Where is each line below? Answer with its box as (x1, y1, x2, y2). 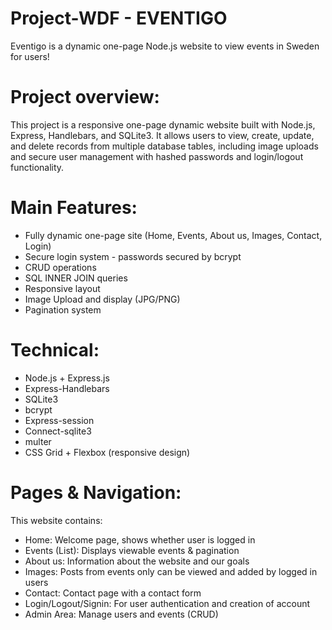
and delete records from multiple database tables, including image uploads (10, 140, 319, 152)
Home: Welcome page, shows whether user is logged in (24, 533, 256, 546)
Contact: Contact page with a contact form (24, 587, 202, 599)
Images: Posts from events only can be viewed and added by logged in (24, 565, 318, 577)
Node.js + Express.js (24, 372, 110, 384)
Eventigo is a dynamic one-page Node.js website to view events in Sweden (10, 40, 320, 52)
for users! (10, 50, 50, 62)
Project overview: (10, 86, 160, 109)
